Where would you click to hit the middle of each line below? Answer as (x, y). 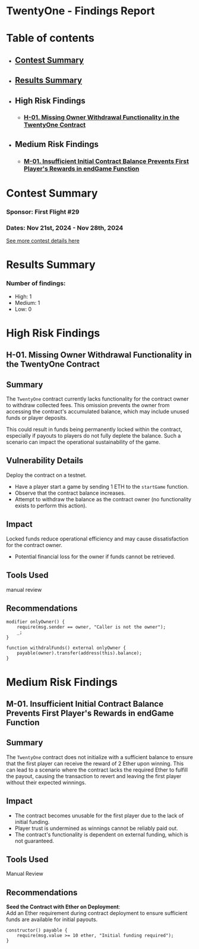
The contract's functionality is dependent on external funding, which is (101, 834)
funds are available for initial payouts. (52, 920)
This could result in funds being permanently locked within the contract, (94, 429)
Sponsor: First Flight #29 (43, 211)
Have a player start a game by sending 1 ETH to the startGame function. (102, 486)
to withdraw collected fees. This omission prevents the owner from (88, 405)
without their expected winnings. (46, 782)
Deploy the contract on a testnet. (47, 475)
